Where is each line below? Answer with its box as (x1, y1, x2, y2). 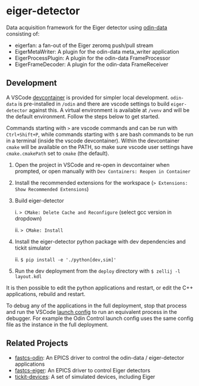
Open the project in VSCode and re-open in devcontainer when (14, 161, 170, 168)
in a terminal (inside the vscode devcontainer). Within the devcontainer (6, 137, 180, 144)
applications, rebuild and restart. (6, 290, 86, 297)
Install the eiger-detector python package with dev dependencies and (14, 238, 186, 245)
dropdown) (14, 214, 42, 222)
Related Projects (6, 338, 68, 348)
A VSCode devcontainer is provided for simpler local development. (6, 94, 169, 101)
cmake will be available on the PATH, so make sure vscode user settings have (6, 143, 193, 150)
